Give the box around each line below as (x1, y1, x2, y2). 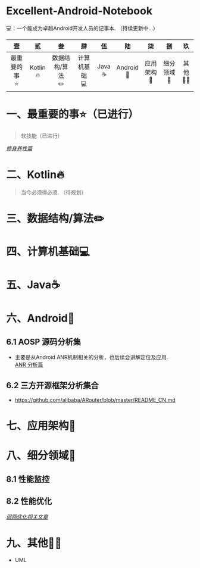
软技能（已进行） (20, 132, 63, 139)
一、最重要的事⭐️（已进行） (6, 108, 139, 121)
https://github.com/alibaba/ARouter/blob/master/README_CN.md (14, 397, 176, 404)
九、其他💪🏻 (6, 536, 62, 550)
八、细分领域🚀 (6, 448, 76, 462)
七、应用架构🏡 (6, 419, 76, 433)
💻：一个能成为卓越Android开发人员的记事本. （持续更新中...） (6, 24, 159, 32)
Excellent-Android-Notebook (6, 4, 153, 18)
